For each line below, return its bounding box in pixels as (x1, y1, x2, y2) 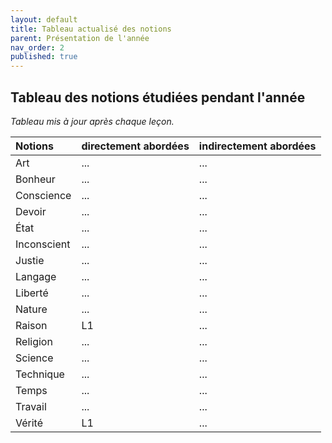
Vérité (15, 416, 44, 430)
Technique (15, 367, 65, 381)
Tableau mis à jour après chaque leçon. (10, 115, 175, 127)
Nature (15, 302, 48, 316)
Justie (15, 253, 45, 267)
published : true (10, 52, 78, 62)
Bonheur (15, 172, 56, 186)
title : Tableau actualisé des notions (10, 24, 172, 34)
